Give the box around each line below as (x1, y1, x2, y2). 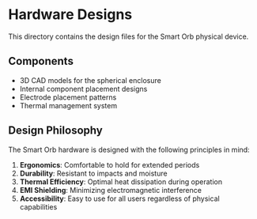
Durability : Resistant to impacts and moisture (19, 168, 168, 178)
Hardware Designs (8, 6, 133, 24)
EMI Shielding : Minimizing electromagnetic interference (19, 185, 202, 194)
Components (8, 55, 74, 68)
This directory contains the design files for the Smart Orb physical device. (8, 32, 249, 41)
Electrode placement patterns (19, 93, 117, 102)
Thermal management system (19, 100, 117, 110)
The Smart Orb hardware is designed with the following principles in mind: (8, 145, 251, 154)
